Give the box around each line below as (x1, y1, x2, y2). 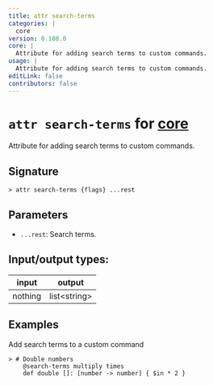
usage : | (8, 57, 38, 66)
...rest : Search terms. (19, 230, 97, 239)
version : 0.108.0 (8, 34, 67, 43)
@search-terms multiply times (23, 362, 125, 370)
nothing (12, 290, 42, 302)
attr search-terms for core (8, 114, 189, 133)
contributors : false (8, 79, 78, 87)
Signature (8, 164, 59, 178)
